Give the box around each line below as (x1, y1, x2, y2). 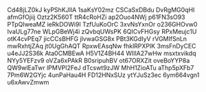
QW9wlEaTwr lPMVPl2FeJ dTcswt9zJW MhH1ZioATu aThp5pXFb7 (7, 64, 194, 72)
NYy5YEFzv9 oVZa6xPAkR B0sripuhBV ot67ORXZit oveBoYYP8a (7, 57, 190, 64)
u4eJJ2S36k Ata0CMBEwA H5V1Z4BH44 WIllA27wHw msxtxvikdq (7, 49, 196, 57)
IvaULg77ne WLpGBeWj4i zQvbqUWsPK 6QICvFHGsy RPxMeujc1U (7, 27, 197, 35)
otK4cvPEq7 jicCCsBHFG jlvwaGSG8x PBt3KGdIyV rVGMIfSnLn (7, 35, 187, 43)
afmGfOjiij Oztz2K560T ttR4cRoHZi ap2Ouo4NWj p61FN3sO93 (7, 13, 185, 21)
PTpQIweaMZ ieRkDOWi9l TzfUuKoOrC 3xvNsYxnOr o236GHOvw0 (7, 20, 198, 28)
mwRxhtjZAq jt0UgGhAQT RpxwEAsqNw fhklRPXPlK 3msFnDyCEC (7, 42, 197, 50)
